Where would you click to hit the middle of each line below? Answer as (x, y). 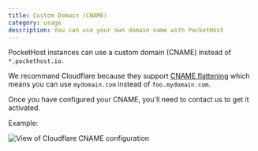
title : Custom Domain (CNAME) (58, 15)
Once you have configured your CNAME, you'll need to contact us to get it (129, 100)
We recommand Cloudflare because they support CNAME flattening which (129, 76)
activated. (24, 108)
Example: (23, 123)
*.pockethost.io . (36, 61)
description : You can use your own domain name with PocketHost (116, 30)
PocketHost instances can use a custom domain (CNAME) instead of (120, 53)
